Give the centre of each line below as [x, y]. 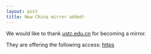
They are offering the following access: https [60, 45]
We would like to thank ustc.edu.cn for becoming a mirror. [76, 33]
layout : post [22, 11]
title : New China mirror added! [46, 17]
